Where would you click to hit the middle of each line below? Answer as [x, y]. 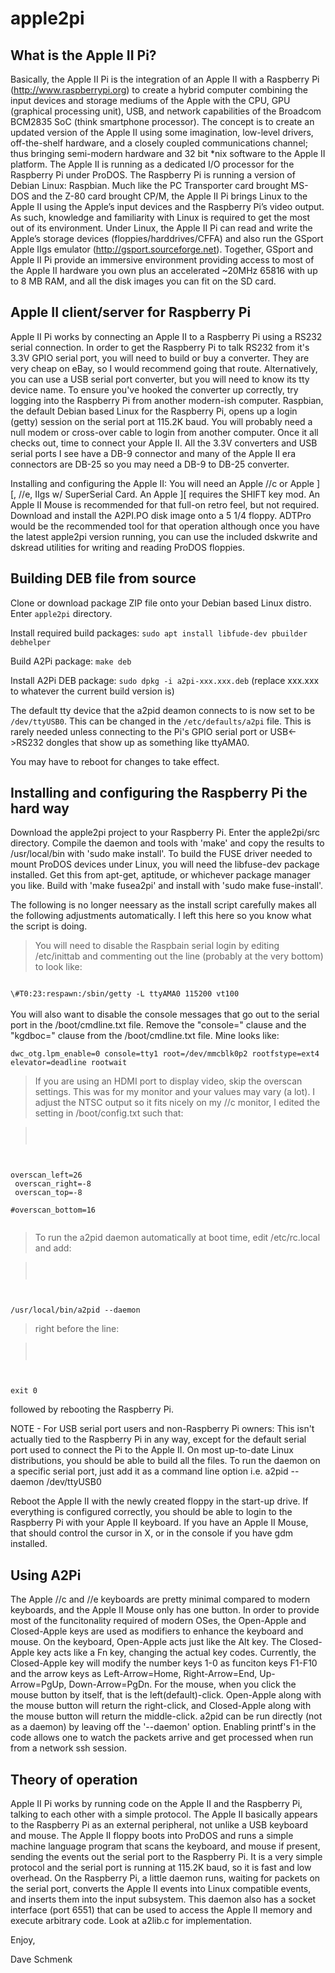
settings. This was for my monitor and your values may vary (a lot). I [175, 1092]
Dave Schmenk [41, 1959]
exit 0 [24, 1391]
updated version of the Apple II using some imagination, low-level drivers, [162, 132]
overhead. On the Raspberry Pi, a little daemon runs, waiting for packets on [165, 1878]
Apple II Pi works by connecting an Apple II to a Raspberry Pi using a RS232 [166, 336]
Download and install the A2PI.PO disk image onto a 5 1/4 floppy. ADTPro [161, 515]
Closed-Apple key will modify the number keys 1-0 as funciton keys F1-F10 [164, 1663]
